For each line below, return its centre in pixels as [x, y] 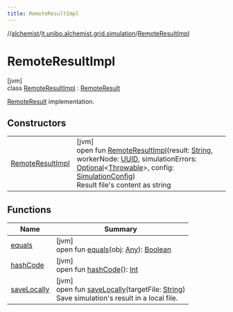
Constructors [37, 123]
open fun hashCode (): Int [97, 270]
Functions [29, 210]
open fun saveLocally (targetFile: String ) [121, 290]
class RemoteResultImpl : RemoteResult [63, 88]
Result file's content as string [124, 185]
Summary [121, 229]
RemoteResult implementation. [51, 101]
